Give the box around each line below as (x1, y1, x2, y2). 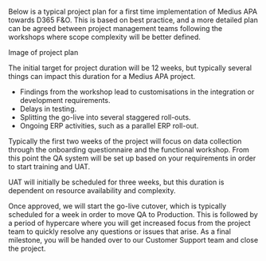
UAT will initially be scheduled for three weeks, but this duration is (8, 177, 225, 187)
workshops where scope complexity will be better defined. (8, 32, 201, 42)
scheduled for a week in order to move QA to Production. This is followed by (8, 210, 259, 219)
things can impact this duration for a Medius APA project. (8, 72, 196, 81)
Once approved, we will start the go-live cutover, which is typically (8, 201, 227, 211)
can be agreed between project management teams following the (8, 24, 223, 33)
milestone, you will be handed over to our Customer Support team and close (8, 235, 259, 244)
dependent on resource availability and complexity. (8, 186, 176, 195)
